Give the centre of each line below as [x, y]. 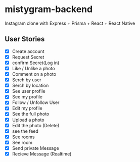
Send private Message [35, 148]
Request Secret [28, 57]
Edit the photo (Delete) [36, 125]
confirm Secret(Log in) [36, 63]
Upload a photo [28, 120]
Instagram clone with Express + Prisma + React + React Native [70, 23]
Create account [28, 51]
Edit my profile [27, 108]
